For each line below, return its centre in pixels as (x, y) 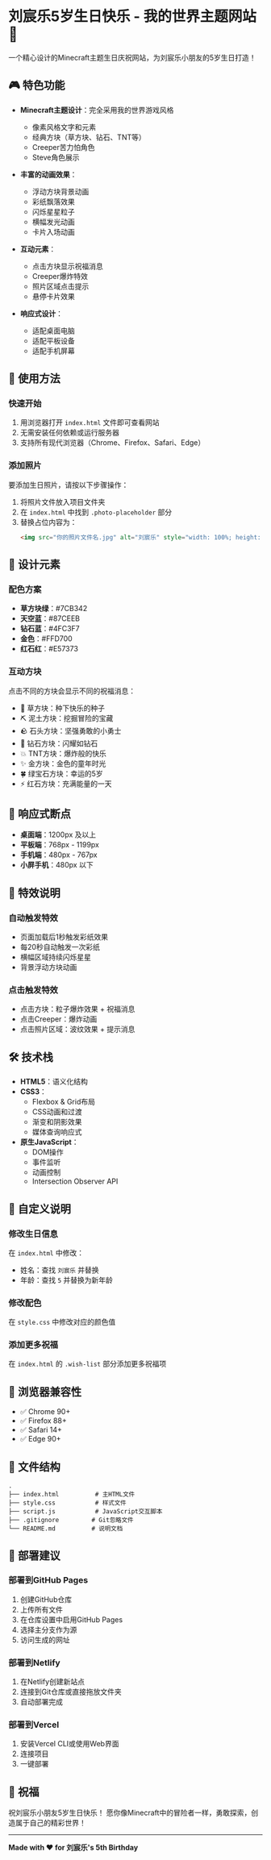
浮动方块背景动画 (60, 191)
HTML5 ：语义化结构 (54, 1082)
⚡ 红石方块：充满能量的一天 (66, 784)
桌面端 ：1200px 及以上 (58, 834)
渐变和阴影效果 (57, 1122)
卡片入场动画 (53, 231)
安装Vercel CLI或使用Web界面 (69, 1744)
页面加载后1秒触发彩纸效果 (64, 937)
